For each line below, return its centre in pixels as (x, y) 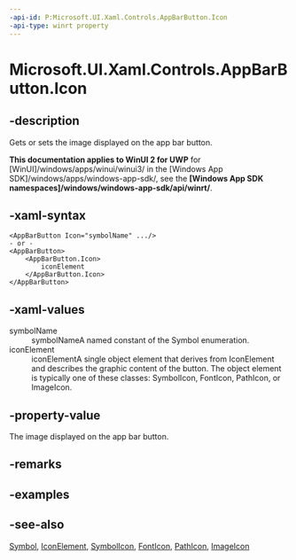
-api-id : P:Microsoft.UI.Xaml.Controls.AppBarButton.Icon (118, 17)
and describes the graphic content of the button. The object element (156, 369)
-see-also (37, 525)
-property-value (55, 415)
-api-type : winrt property (59, 26)
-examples (39, 494)
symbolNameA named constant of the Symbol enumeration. (140, 340)
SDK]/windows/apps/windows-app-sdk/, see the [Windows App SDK (136, 178)
